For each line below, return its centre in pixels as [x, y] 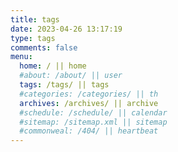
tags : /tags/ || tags [64, 85]
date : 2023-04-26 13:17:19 [66, 29]
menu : [21, 57]
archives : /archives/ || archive [89, 103]
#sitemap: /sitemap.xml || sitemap [93, 122]
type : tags [33, 38]
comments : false [44, 47]
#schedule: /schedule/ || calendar [93, 112]
